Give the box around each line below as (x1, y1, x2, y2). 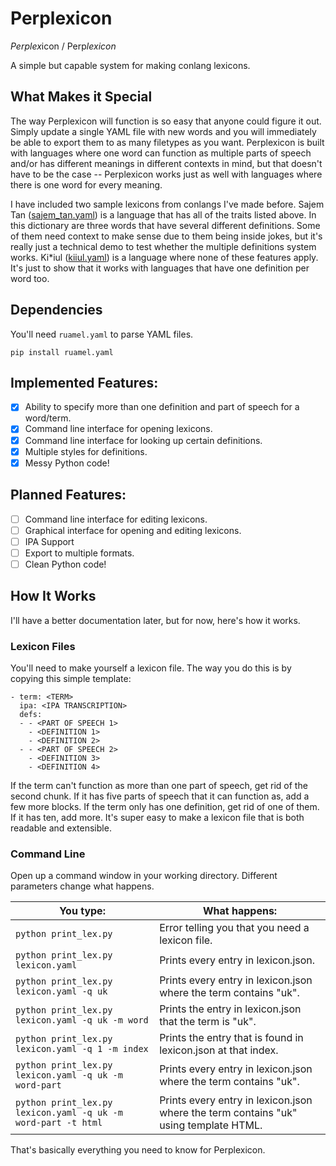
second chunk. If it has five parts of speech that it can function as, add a (10, 790, 310, 802)
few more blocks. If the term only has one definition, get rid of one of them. (10, 800, 320, 812)
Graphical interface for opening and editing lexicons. (24, 524, 242, 536)
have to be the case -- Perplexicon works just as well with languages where (10, 168, 323, 180)
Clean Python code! (24, 558, 107, 570)
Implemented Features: (10, 374, 159, 391)
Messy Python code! (24, 457, 110, 469)
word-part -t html (15, 1117, 103, 1129)
